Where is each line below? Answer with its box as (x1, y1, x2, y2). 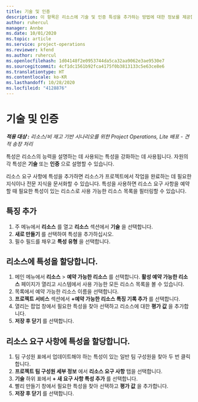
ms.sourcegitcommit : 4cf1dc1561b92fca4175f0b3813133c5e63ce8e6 (6, 63, 165, 69)
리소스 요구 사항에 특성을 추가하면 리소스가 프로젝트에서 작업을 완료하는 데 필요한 (6, 172, 192, 180)
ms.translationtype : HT (6, 69, 65, 75)
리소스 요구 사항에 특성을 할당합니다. (6, 336, 131, 346)
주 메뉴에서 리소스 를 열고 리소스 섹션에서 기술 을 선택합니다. (14, 223, 153, 230)
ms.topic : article (6, 36, 51, 42)
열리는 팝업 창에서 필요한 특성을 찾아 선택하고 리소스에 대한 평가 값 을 (14, 303, 173, 310)
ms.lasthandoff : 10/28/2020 (6, 80, 75, 86)
